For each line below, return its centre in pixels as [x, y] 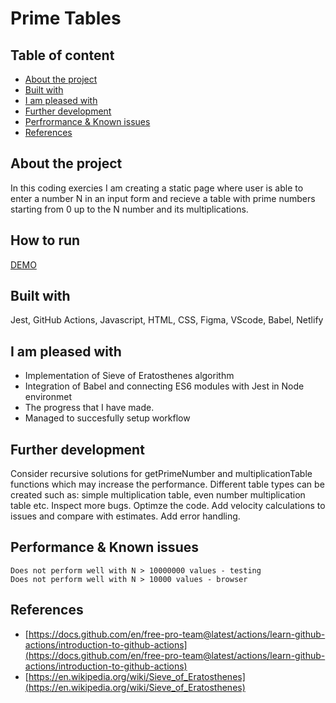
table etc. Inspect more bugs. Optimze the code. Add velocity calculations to [168, 506]
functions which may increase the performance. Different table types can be [167, 484]
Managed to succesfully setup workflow [107, 418]
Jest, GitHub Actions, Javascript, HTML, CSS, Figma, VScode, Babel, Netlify [167, 320]
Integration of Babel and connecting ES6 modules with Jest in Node [164, 386]
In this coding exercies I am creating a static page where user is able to [157, 188]
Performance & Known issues [104, 547]
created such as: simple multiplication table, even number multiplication [158, 495]
